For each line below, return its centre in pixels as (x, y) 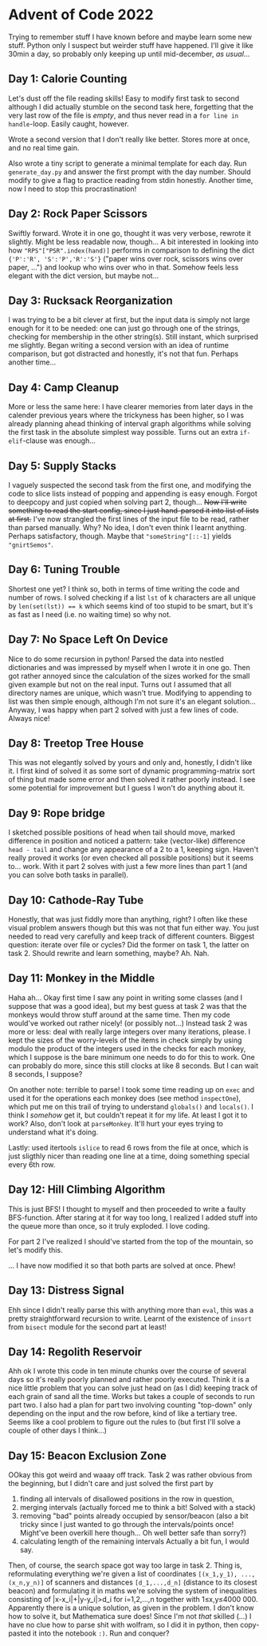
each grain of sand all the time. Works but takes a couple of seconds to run (132, 1397)
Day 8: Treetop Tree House (76, 744)
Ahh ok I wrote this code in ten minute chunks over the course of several (128, 1371)
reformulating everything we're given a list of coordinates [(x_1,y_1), (123, 1574)
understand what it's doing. (53, 1132)
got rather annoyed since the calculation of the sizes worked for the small (129, 676)
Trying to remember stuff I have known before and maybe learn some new (130, 37)
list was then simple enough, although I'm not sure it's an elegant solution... (132, 701)
